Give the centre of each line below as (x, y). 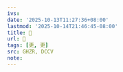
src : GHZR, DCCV (30, 52)
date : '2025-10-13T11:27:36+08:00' (58, 20)
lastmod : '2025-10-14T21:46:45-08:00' (63, 26)
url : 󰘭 (16, 39)
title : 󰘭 (20, 33)
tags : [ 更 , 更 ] (28, 45)
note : (15, 58)
